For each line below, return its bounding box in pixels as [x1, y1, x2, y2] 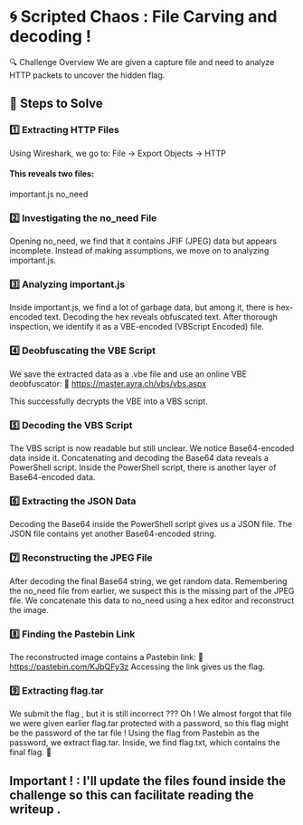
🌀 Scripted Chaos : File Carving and [9, 6, 278, 27]
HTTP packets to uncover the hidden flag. [9, 70, 166, 81]
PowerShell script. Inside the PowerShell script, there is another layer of [9, 462, 277, 473]
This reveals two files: [9, 168, 95, 179]
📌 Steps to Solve [9, 96, 104, 111]
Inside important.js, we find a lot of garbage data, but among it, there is [9, 302, 274, 313]
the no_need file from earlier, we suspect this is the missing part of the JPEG [9, 585, 295, 596]
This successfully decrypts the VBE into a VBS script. [9, 396, 208, 407]
